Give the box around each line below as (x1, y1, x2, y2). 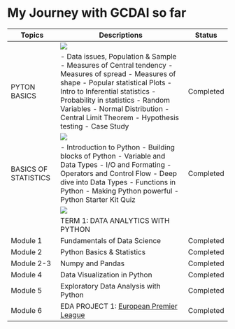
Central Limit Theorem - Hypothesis (60, 112, 180, 122)
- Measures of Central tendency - (60, 60, 173, 70)
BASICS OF (10, 164, 48, 174)
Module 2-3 (10, 258, 51, 268)
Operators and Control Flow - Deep (60, 168, 177, 178)
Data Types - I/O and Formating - (60, 159, 172, 169)
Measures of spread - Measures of (60, 68, 176, 78)
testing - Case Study (60, 121, 129, 131)
